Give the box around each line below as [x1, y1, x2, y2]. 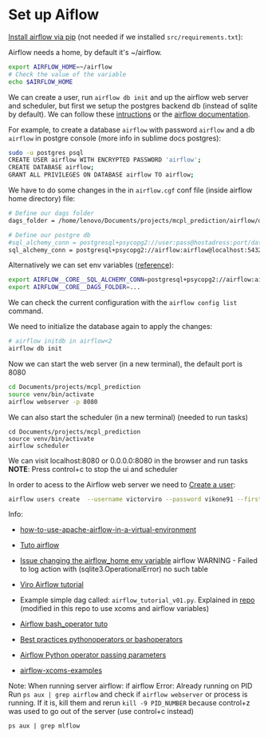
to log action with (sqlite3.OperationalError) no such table [19, 565, 209, 574]
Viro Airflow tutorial [19, 580, 84, 589]
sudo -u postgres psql [8, 149, 84, 157]
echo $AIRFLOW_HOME [8, 77, 73, 85]
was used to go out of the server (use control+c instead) [8, 707, 194, 716]
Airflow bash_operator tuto [19, 619, 108, 629]
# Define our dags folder [8, 209, 94, 217]
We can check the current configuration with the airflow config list [8, 298, 238, 307]
